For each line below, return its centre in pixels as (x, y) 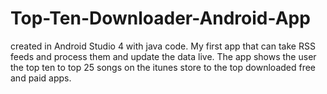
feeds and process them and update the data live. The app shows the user (163, 56)
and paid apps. (41, 78)
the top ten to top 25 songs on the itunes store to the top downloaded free (163, 67)
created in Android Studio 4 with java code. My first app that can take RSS (163, 46)
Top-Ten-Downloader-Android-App (160, 18)
